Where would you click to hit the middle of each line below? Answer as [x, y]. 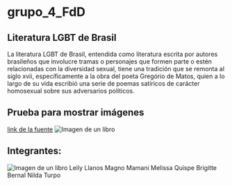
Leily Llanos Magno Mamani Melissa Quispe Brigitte [143, 167]
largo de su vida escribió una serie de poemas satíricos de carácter [103, 83]
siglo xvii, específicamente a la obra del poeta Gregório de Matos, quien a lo [116, 76]
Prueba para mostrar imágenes [76, 112]
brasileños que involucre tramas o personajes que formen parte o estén [110, 62]
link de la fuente [30, 129]
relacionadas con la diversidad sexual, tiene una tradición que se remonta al [116, 69]
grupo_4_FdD [46, 12]
